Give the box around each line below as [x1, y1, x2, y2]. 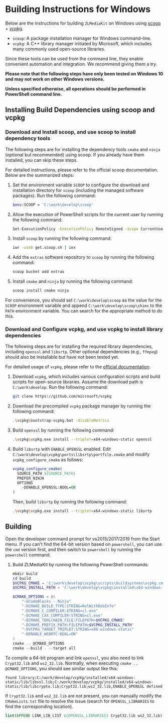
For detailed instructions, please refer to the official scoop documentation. [5, 167, 158, 173]
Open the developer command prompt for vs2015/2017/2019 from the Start [5, 536, 160, 542]
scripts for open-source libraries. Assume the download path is [12, 379, 143, 385]
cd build [12, 576, 31, 581]
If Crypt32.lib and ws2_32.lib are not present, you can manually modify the [5, 692, 162, 699]
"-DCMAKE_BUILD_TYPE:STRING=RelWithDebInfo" [22, 604, 116, 609]
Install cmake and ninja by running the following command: [12, 278, 133, 284]
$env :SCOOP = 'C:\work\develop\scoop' [12, 202, 94, 207]
